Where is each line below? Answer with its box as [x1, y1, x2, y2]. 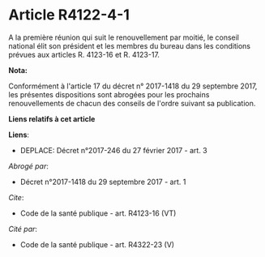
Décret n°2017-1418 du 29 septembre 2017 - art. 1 [19, 177, 186, 186]
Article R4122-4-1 [8, 6, 130, 24]
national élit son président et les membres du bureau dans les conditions [8, 41, 251, 50]
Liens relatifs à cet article [8, 114, 96, 123]
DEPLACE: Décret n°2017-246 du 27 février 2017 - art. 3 [19, 145, 208, 155]
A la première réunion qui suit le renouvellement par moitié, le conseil [8, 32, 239, 42]
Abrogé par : [8, 161, 49, 171]
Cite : [8, 192, 24, 202]
